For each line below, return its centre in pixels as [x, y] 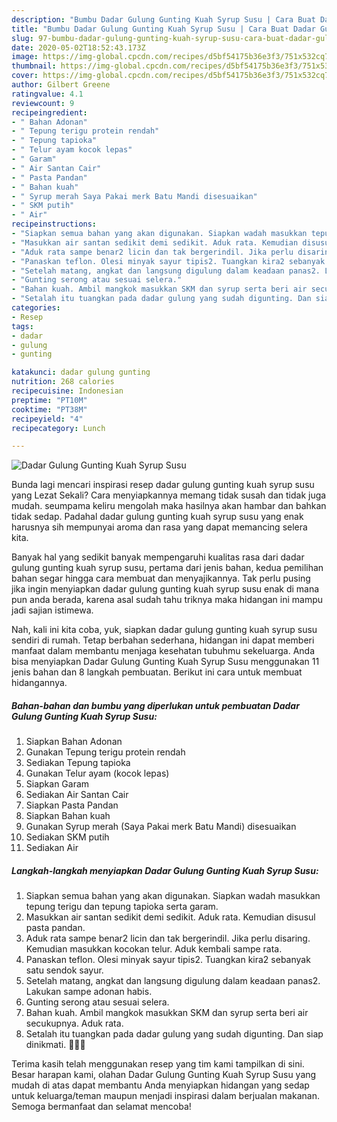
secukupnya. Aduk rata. [74, 1023]
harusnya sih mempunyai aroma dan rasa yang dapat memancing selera [159, 527]
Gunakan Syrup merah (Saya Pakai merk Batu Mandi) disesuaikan [161, 827]
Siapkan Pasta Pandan [72, 805]
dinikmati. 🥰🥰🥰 [55, 1045]
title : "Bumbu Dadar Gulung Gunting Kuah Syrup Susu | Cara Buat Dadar [163, 29]
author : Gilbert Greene [61, 85]
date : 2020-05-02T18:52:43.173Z [78, 47]
